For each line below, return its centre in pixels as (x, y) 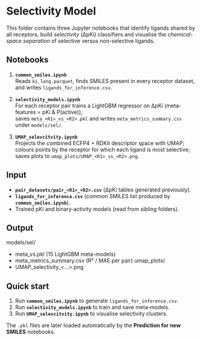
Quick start (28, 286)
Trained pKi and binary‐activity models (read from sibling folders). (97, 209)
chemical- (180, 34)
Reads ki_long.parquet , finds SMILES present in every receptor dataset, (105, 81)
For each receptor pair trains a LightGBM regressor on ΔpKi (89, 105)
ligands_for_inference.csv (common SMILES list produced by (93, 196)
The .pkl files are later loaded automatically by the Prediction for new (94, 325)
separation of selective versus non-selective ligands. (89, 41)
